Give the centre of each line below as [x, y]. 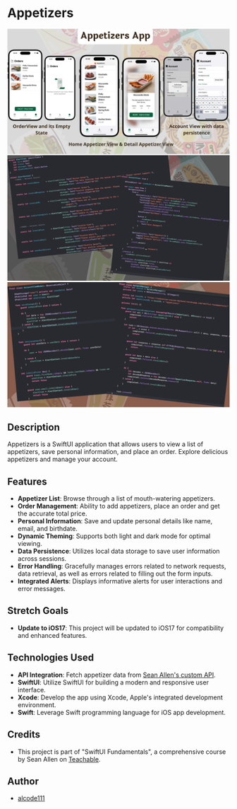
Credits [24, 734]
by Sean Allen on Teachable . [59, 759]
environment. [37, 704]
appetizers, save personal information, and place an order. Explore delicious [118, 452]
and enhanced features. [52, 635]
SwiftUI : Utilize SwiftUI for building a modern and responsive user [113, 682]
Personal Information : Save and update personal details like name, [115, 521]
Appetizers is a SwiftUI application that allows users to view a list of [105, 444]
